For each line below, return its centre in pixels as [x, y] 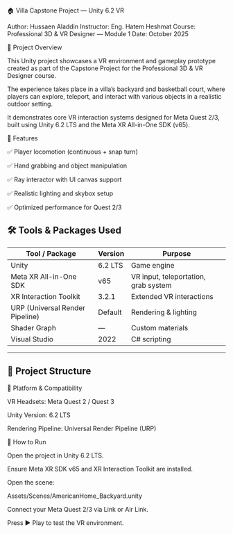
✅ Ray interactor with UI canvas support [64, 179]
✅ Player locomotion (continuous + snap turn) [73, 152]
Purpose [177, 253]
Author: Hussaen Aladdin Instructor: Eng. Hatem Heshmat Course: [102, 26]
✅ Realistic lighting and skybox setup [60, 193]
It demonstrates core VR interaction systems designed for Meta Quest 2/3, [113, 117]
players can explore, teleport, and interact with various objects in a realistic [114, 96]
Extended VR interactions [172, 296]
